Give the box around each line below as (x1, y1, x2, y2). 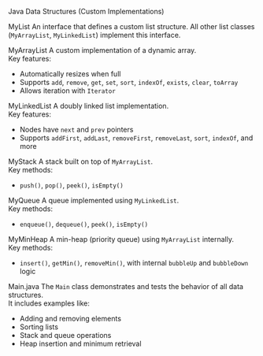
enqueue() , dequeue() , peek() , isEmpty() (19, 220, 149, 228)
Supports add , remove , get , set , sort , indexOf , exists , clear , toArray (19, 78, 239, 87)
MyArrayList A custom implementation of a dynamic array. (8, 46, 197, 54)
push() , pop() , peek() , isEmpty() (19, 180, 124, 190)
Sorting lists (19, 322, 59, 332)
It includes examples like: (8, 299, 91, 308)
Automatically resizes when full (19, 69, 121, 78)
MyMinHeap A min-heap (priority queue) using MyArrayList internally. (8, 235, 235, 243)
